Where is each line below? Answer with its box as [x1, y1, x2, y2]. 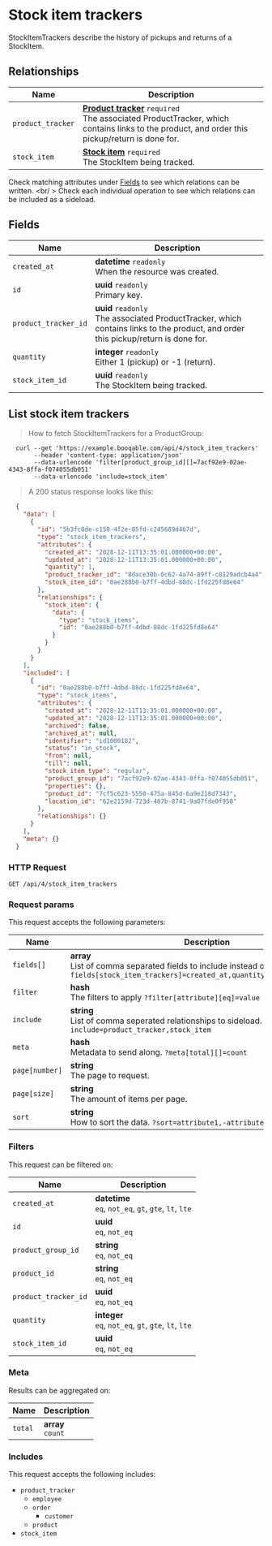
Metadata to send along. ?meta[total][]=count [70, 1047, 248, 1058]
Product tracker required [82, 102, 181, 114]
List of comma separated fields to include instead [70, 961, 258, 972]
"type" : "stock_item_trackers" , [37, 533, 147, 541]
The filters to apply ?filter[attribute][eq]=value [70, 992, 261, 1004]
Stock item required [82, 146, 160, 158]
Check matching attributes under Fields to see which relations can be [8, 177, 240, 187]
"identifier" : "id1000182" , [44, 736, 139, 745]
